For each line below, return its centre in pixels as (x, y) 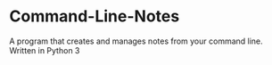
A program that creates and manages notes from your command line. (136, 41)
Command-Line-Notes (95, 16)
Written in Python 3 (45, 50)
